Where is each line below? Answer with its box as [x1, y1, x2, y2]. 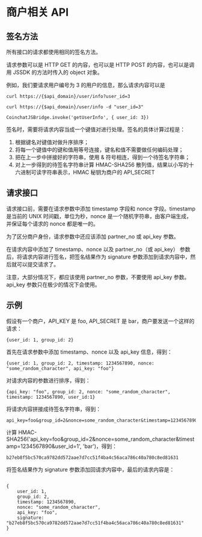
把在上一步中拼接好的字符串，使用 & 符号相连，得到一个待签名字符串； [14, 154, 191, 161]
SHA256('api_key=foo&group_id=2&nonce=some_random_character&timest [6, 435, 195, 443]
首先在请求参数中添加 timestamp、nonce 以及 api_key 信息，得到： [6, 348, 173, 355]
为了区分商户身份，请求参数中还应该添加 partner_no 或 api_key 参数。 [6, 233, 179, 240]
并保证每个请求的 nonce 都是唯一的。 [6, 220, 99, 227]
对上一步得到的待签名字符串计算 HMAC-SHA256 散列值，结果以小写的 [14, 161, 189, 168]
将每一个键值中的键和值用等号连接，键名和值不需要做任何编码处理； [14, 146, 184, 153]
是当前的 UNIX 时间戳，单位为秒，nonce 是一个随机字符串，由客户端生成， [6, 212, 192, 219]
